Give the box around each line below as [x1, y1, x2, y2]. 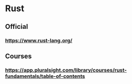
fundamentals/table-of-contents [5, 73, 85, 80]
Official [5, 22, 28, 31]
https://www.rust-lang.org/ [5, 37, 72, 44]
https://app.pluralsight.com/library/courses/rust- [5, 66, 127, 73]
